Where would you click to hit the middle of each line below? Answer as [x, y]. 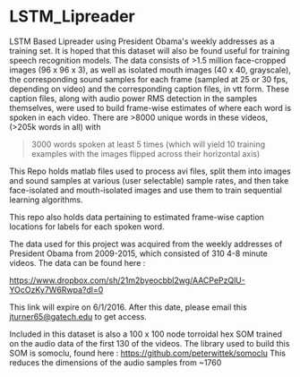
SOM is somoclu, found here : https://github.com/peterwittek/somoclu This [148, 353]
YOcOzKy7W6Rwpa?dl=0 [56, 289]
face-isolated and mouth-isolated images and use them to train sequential [146, 190]
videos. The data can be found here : [77, 262]
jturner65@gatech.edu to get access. [78, 316]
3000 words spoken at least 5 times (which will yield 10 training [148, 144]
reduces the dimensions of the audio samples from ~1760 [116, 362]
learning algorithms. [46, 200]
